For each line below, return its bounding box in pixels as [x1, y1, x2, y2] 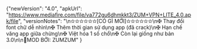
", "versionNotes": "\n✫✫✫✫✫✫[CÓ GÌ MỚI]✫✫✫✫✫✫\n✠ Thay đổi [18, 18, 185, 24]
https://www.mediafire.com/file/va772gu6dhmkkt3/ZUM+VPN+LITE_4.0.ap [8, 11, 191, 18]
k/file [6, 18, 19, 24]
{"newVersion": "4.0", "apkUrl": [6, 5, 83, 12]
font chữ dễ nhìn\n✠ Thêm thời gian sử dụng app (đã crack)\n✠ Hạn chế [6, 24, 182, 31]
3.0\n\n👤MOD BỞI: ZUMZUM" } [6, 37, 82, 43]
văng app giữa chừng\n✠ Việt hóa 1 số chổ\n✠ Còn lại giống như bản [6, 30, 175, 37]
